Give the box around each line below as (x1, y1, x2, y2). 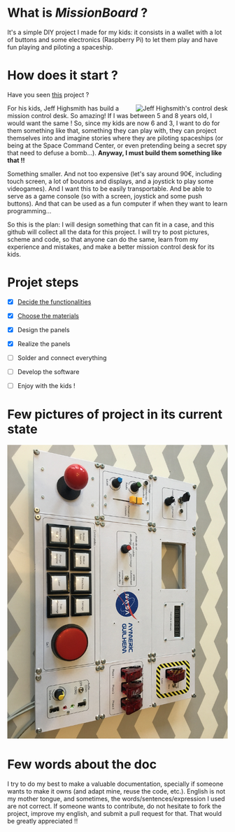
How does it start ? (7, 68, 119, 83)
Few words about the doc (7, 756, 157, 773)
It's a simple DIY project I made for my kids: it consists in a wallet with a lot (7, 28, 222, 36)
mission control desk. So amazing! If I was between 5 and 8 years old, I (7, 111, 212, 120)
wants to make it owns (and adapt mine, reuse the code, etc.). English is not (7, 787, 226, 796)
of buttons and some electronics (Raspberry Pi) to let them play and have (7, 35, 218, 43)
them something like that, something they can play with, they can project (7, 126, 217, 134)
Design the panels (17, 325, 70, 333)
